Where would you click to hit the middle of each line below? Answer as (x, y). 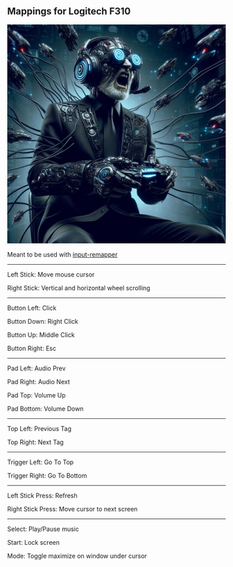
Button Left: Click (32, 308)
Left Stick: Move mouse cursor (51, 274)
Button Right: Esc (32, 348)
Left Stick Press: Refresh (42, 495)
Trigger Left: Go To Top (41, 462)
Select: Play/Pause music (43, 529)
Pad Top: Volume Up (36, 395)
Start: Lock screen (34, 542)
